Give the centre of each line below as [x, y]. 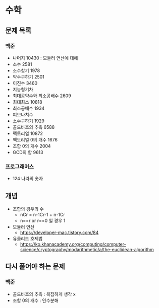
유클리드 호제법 [28, 238]
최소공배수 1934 [29, 108]
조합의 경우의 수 [28, 209]
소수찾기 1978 [26, 70]
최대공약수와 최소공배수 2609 [42, 96]
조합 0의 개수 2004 [32, 146]
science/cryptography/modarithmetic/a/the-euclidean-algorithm [87, 249]
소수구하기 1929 [28, 121]
